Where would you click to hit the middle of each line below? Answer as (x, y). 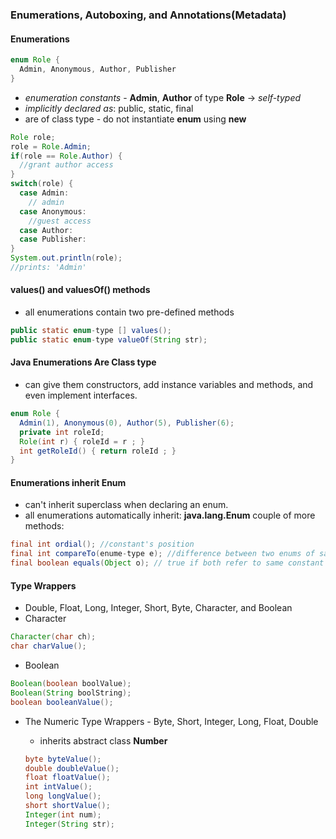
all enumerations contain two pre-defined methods (129, 312)
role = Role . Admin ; (51, 146)
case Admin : (44, 193)
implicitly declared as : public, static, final (109, 108)
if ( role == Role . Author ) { (66, 156)
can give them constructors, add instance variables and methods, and (169, 385)
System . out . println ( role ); (66, 258)
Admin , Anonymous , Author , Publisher (98, 69)
